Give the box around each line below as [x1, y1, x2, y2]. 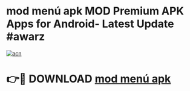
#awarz [6, 30, 45, 43]
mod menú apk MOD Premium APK [6, 4, 185, 18]
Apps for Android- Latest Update [6, 17, 174, 31]
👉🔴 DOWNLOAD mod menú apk [6, 72, 171, 86]
